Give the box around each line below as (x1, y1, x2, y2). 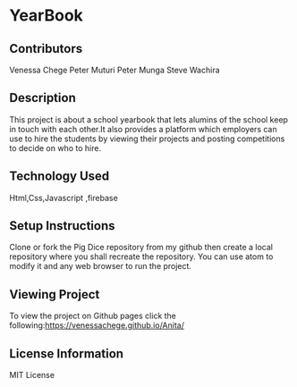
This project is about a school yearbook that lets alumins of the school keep (9, 114, 289, 125)
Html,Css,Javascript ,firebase (9, 192, 118, 203)
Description (9, 90, 76, 105)
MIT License (9, 370, 55, 381)
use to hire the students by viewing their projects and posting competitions (9, 133, 285, 144)
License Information (9, 346, 123, 361)
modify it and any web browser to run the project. (9, 261, 192, 272)
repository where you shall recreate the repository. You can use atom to (9, 251, 274, 262)
